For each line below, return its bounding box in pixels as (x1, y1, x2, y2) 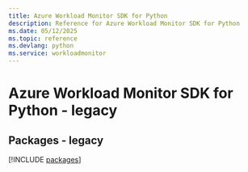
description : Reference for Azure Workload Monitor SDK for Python (8, 19, 241, 27)
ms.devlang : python (8, 42, 74, 50)
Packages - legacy (8, 133, 103, 147)
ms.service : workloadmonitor (8, 49, 107, 57)
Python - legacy (8, 102, 118, 120)
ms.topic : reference (8, 34, 78, 43)
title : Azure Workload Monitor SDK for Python (8, 11, 168, 20)
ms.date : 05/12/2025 (8, 27, 78, 35)
